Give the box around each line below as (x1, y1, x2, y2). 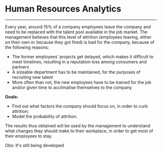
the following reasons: (5, 44, 49, 50)
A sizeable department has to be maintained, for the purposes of (12, 69, 141, 75)
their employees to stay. (5, 133, 53, 139)
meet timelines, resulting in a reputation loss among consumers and (12, 59, 147, 65)
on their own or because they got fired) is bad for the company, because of (5, 39, 155, 45)
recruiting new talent (12, 74, 54, 80)
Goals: (5, 94, 18, 99)
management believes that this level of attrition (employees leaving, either (5, 34, 152, 40)
